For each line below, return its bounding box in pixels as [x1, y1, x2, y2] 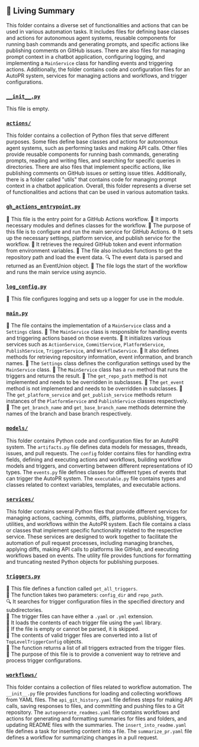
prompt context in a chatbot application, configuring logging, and [6, 53, 165, 60]
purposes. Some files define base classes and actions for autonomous [6, 138, 178, 145]
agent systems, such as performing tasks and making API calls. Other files [6, 145, 188, 152]
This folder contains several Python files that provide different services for [6, 507, 188, 515]
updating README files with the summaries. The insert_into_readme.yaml [6, 722, 187, 729]
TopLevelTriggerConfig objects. [6, 638, 83, 645]
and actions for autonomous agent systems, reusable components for [6, 34, 176, 41]
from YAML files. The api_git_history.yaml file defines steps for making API [6, 696, 193, 703]
